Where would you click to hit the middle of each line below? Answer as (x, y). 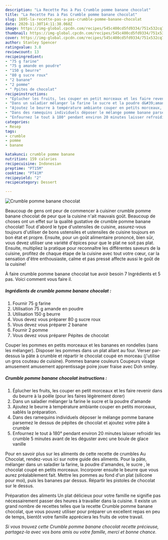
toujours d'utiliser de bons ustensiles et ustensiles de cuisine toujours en (80, 232)
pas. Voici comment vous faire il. (39, 279)
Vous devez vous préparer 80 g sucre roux (56, 319)
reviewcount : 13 (22, 52)
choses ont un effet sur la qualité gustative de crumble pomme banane (78, 222)
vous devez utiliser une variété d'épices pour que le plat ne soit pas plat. (80, 243)
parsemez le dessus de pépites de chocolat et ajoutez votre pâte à (81, 423)
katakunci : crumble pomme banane (40, 154)
